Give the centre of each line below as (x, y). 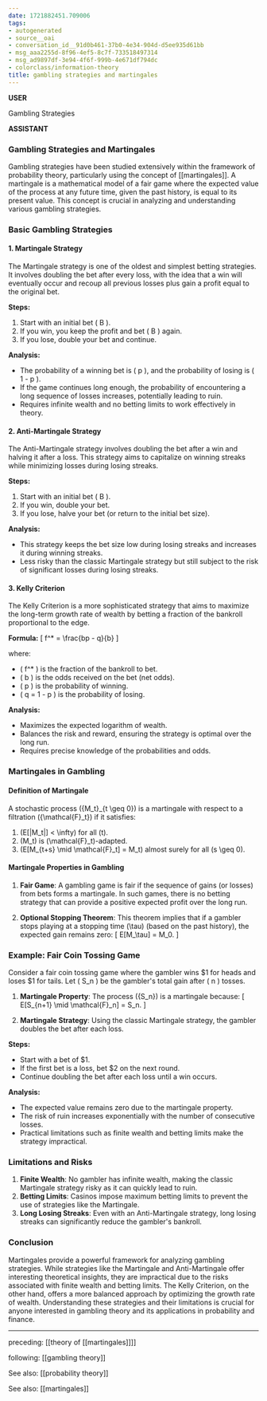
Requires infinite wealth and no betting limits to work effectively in (128, 404)
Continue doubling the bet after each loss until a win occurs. (118, 1076)
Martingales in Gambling (57, 772)
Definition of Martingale (48, 790)
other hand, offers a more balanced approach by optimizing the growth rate (132, 1293)
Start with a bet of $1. (55, 1060)
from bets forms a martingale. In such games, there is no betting (125, 893)
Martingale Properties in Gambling (66, 868)
